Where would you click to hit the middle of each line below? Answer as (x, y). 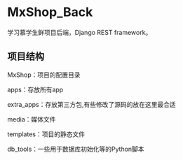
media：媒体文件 (32, 119)
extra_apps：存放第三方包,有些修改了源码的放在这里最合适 (92, 104)
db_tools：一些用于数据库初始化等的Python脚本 (76, 149)
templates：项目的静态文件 (46, 134)
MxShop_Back (50, 12)
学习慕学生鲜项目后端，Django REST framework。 (80, 32)
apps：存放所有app (35, 89)
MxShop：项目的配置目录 (44, 75)
